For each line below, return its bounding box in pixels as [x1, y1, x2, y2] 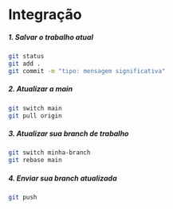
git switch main [8, 104, 62, 112]
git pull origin [8, 111, 62, 120]
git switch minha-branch [8, 149, 91, 157]
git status [8, 52, 45, 60]
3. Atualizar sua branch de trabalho [8, 129, 129, 138]
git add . [8, 60, 41, 68]
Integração [8, 6, 82, 24]
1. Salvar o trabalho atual [8, 32, 94, 41]
